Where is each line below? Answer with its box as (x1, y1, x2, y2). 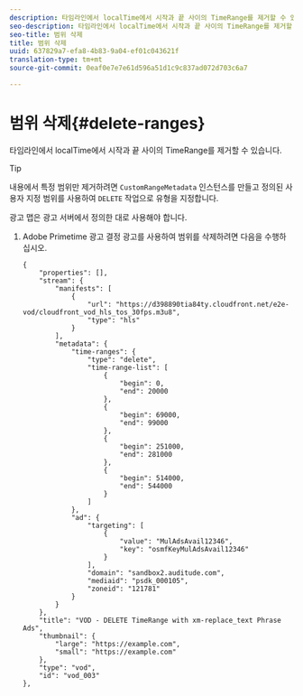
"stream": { (39, 276, 84, 285)
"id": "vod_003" (39, 671, 100, 680)
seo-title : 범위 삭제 (9, 30, 83, 39)
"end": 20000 (119, 386, 169, 395)
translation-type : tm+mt (9, 55, 103, 64)
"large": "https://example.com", (55, 639, 180, 648)
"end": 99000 (119, 418, 169, 427)
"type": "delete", (87, 355, 157, 364)
